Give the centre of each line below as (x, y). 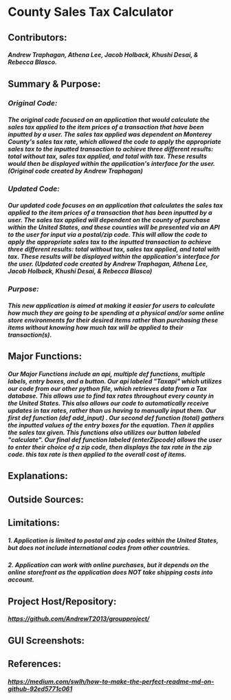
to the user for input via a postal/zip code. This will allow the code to (108, 235)
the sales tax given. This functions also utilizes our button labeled (104, 432)
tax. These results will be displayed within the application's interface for (114, 257)
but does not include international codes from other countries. (99, 547)
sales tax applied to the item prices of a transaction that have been (106, 127)
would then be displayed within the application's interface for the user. (111, 164)
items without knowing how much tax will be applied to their (96, 328)
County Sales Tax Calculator (91, 12)
